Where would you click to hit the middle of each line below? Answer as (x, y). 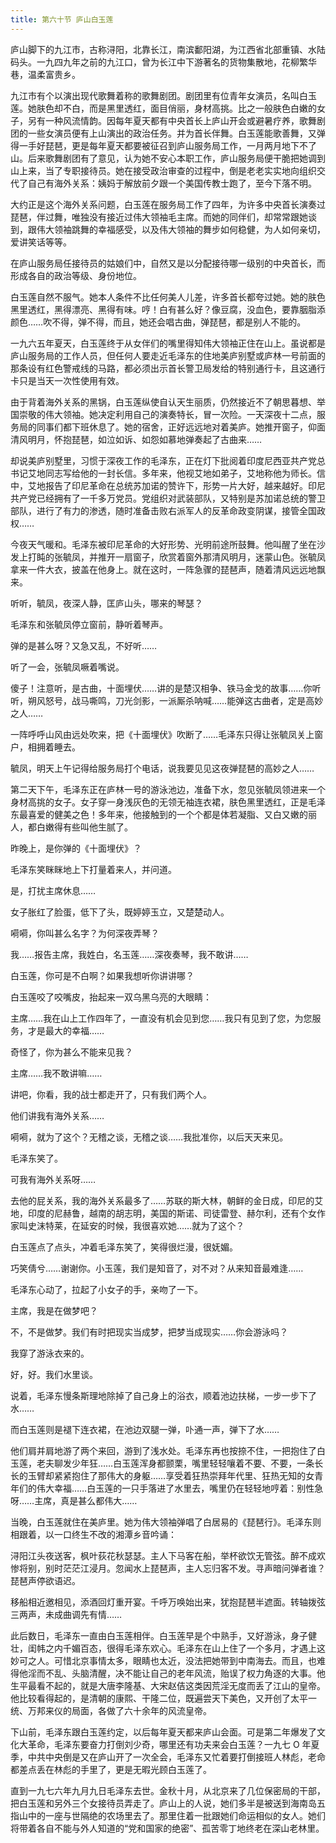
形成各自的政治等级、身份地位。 (76, 275)
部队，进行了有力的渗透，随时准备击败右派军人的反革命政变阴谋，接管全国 (163, 510)
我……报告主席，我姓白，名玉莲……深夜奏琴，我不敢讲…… (129, 954)
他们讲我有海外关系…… (57, 1115)
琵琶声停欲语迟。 (45, 1580)
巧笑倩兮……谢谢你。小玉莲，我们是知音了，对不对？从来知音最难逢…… (157, 1268)
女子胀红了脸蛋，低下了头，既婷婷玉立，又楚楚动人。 (120, 912)
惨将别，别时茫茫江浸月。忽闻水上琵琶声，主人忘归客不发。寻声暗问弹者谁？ (168, 1568)
